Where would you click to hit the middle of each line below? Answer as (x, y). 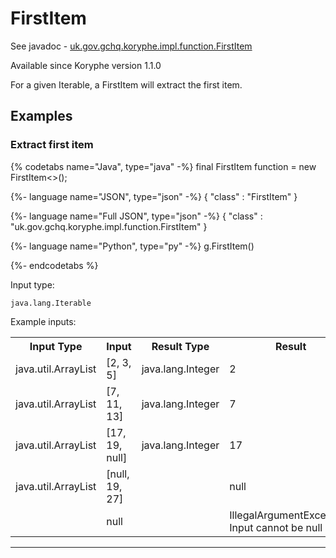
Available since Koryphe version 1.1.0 (86, 65)
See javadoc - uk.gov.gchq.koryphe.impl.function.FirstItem (131, 46)
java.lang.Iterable (51, 303)
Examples (41, 116)
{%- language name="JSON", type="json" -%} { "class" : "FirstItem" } (154, 196)
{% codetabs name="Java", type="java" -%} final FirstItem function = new (163, 166)
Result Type (180, 346)
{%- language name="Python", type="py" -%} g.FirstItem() (132, 246)
